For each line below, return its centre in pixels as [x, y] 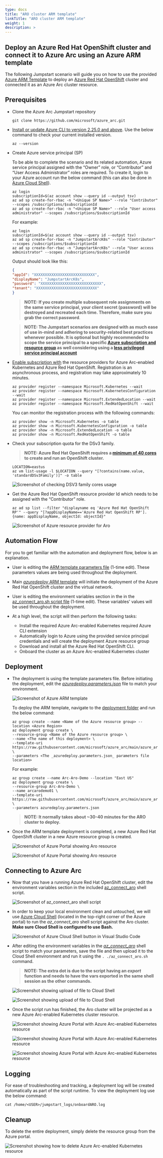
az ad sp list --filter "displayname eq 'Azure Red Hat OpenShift [81, 508]
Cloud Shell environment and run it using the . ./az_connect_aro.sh [80, 956]
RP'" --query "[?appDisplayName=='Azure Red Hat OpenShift [73, 512]
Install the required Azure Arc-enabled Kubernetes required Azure [85, 625]
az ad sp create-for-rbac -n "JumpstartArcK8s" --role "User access [83, 248]
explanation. [17, 558]
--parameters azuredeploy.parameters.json [56, 808]
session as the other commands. [58, 981]
